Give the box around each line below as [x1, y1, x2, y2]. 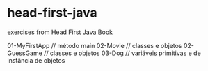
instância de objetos [7, 56, 65, 64]
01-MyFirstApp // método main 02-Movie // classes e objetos [7, 41, 182, 49]
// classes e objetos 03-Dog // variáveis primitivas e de [44, 49, 202, 57]
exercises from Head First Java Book [7, 28, 113, 36]
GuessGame [7, 49, 43, 57]
